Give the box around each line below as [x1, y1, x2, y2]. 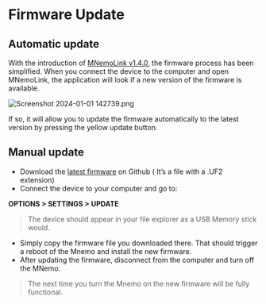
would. [27, 222, 50, 232]
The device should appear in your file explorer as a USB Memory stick [27, 214, 257, 224]
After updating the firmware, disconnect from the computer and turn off [19, 255, 255, 264]
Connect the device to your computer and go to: [19, 183, 178, 193]
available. [8, 83, 40, 93]
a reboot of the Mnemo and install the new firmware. [19, 246, 192, 256]
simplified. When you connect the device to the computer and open [8, 67, 229, 76]
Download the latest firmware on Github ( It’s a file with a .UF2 [19, 167, 223, 176]
